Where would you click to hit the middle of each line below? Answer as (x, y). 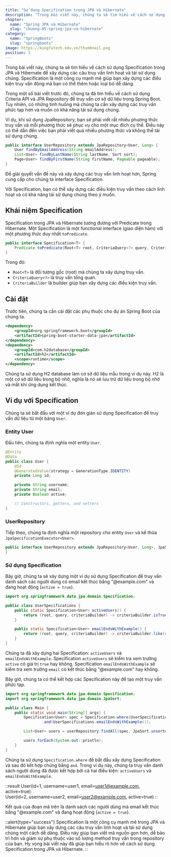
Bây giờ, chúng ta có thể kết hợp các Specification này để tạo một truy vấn (83, 679)
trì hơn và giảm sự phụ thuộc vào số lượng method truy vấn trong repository (85, 838)
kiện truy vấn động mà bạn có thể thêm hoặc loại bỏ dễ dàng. (70, 83)
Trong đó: (16, 262)
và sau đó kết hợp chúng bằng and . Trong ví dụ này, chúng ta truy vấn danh (84, 765)
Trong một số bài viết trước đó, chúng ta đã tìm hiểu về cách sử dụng (78, 93)
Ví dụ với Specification (42, 401)
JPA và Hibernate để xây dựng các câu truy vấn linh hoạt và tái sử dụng (80, 72)
